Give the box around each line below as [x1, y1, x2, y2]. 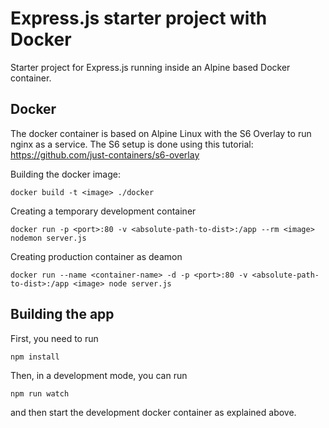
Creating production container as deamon [10, 250, 183, 262]
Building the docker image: [10, 168, 121, 180]
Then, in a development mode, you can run [10, 369, 188, 381]
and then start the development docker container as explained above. [10, 406, 297, 418]
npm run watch [10, 388, 70, 399]
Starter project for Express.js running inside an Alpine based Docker [10, 61, 291, 73]
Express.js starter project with [10, 7, 268, 30]
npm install [10, 352, 60, 362]
